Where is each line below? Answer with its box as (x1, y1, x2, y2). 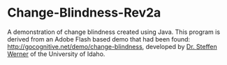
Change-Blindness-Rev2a (7, 5, 161, 21)
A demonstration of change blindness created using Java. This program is (7, 28, 221, 36)
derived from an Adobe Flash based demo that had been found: (7, 35, 191, 43)
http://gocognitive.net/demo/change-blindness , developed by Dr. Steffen (7, 42, 218, 50)
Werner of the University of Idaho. (7, 50, 105, 58)
